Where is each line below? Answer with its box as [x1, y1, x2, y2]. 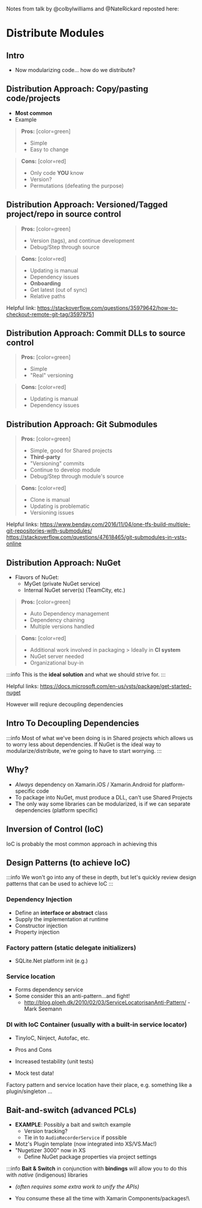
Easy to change [30, 145, 69, 153]
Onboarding [30, 280, 62, 287]
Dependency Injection [6, 895, 72, 904]
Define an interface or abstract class [14, 909, 108, 916]
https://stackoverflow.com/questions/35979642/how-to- [37, 304, 178, 311]
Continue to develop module [30, 466, 101, 474]
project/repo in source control [6, 209, 122, 220]
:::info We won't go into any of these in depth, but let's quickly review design [6, 874, 197, 881]
